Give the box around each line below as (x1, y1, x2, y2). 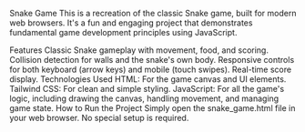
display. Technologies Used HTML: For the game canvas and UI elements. (9, 74, 287, 85)
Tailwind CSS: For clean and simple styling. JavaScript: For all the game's (9, 84, 285, 94)
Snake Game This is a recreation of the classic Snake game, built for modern (9, 8, 297, 18)
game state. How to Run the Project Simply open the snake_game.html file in (9, 103, 296, 113)
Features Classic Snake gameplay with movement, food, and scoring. (9, 45, 269, 56)
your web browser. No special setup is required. (9, 113, 189, 123)
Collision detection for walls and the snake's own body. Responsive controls (9, 55, 295, 65)
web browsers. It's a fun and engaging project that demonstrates (9, 17, 253, 28)
